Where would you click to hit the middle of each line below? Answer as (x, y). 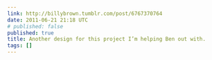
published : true (30, 33)
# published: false (35, 26)
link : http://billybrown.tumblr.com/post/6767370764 (85, 13)
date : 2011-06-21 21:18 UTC (48, 20)
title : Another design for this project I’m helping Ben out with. (107, 39)
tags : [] (20, 46)
